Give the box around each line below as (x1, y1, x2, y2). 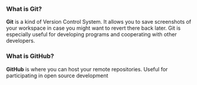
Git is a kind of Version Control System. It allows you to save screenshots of (6, 18, 192, 26)
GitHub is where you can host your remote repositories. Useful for (6, 65, 168, 73)
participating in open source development (6, 72, 109, 79)
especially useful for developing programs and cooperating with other (6, 31, 177, 38)
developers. (6, 37, 36, 45)
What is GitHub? (6, 52, 55, 61)
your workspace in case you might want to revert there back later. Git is (6, 24, 181, 32)
